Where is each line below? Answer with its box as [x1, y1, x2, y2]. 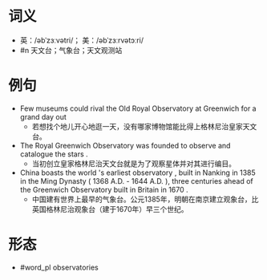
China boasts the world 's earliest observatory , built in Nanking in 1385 [19, 168, 257, 177]
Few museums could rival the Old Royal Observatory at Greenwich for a [19, 103, 257, 113]
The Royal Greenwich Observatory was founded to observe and [19, 140, 231, 150]
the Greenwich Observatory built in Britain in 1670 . [19, 185, 188, 194]
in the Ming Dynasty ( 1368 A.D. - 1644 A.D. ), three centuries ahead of [19, 176, 254, 185]
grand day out [19, 112, 67, 121]
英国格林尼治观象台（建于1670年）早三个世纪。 [31, 204, 188, 213]
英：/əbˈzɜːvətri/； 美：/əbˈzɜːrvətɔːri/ [19, 35, 144, 45]
